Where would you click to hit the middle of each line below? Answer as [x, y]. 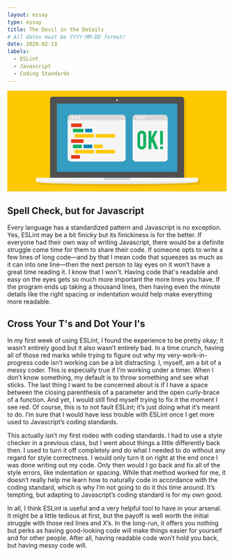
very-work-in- [187, 355]
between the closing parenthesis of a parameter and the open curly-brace [114, 392]
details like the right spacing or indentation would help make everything [110, 294]
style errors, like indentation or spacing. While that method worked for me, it [117, 473]
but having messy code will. [47, 546]
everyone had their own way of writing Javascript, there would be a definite [116, 242]
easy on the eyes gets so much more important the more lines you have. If [114, 280]
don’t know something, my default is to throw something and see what [108, 377]
